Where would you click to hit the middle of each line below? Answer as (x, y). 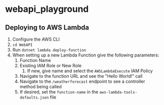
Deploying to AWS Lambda (47, 27)
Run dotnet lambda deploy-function (49, 50)
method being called (41, 87)
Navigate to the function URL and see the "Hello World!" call (81, 76)
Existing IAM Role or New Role (51, 66)
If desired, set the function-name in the (59, 92)
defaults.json (34, 98)
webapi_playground (47, 9)
